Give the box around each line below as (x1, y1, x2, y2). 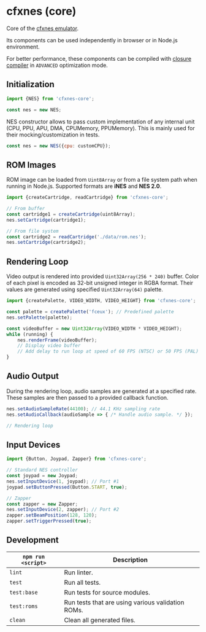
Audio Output (6, 371, 59, 381)
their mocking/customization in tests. (6, 131, 100, 138)
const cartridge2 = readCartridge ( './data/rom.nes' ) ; (6, 233, 147, 240)
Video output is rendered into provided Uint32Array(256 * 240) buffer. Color (6, 273, 199, 280)
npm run (22, 553, 45, 560)
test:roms (9, 603, 38, 609)
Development (6, 535, 59, 545)
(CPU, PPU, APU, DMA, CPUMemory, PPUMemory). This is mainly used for (6, 124, 195, 131)
